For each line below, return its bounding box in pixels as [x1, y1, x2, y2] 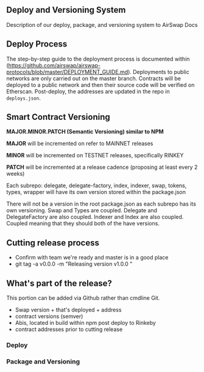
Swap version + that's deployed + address [15, 306, 122, 314]
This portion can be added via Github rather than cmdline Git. [6, 294, 160, 302]
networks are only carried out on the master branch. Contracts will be [6, 75, 181, 82]
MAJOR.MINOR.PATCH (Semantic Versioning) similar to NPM [6, 128, 164, 135]
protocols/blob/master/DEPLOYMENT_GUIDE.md [6, 68, 128, 75]
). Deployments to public [127, 68, 190, 75]
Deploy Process [6, 39, 68, 50]
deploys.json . [6, 94, 41, 102]
